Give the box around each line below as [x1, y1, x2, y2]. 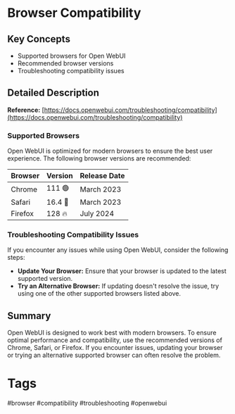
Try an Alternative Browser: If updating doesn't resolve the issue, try [17, 282, 220, 290]
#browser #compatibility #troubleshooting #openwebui [7, 399, 167, 408]
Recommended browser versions [17, 59, 114, 68]
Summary [7, 310, 51, 322]
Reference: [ [7, 106, 44, 114]
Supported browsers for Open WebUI [17, 51, 126, 60]
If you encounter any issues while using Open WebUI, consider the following [7, 246, 229, 254]
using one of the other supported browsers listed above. [17, 289, 182, 298]
